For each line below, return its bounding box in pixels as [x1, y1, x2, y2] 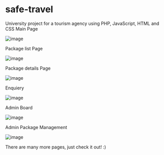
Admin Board [5, 104, 33, 110]
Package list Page [5, 45, 43, 51]
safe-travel [5, 4, 53, 15]
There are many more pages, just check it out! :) [5, 144, 106, 150]
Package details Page [5, 65, 51, 71]
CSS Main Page [5, 25, 38, 32]
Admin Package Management [5, 124, 67, 130]
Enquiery [5, 85, 24, 91]
